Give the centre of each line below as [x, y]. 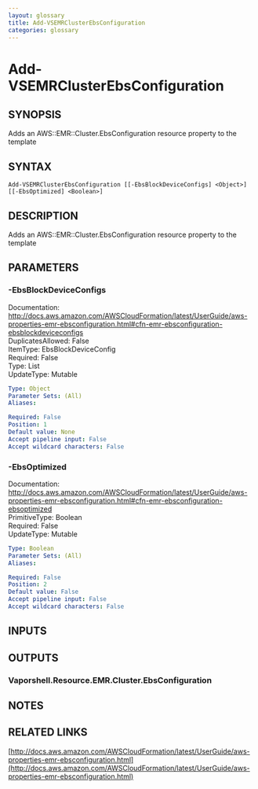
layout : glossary [36, 15]
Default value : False [44, 592]
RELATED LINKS [48, 732]
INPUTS [27, 631]
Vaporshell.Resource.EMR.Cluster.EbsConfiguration [110, 680]
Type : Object [29, 389]
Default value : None [42, 432]
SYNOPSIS [35, 114]
